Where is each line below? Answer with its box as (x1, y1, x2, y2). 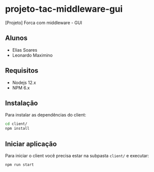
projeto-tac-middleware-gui (5, 3, 123, 15)
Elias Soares (12, 47, 38, 53)
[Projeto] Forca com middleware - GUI (5, 20, 82, 26)
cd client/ (5, 121, 28, 126)
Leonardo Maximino (12, 52, 53, 58)
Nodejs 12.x (12, 80, 36, 86)
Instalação (5, 99, 38, 107)
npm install (5, 126, 30, 131)
